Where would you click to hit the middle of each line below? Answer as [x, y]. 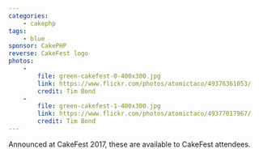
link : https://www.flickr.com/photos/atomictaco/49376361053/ [144, 83]
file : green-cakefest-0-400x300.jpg [99, 76]
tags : [17, 31]
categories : [28, 16]
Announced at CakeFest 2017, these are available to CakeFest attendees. [129, 144]
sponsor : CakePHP [38, 46]
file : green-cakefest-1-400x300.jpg [99, 106]
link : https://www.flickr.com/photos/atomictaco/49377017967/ [144, 114]
